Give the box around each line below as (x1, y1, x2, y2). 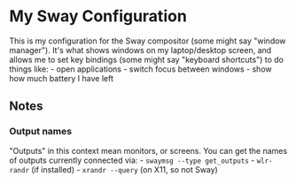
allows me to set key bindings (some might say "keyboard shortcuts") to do (9, 54, 284, 65)
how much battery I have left (9, 73, 113, 83)
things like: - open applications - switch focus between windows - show (9, 64, 272, 74)
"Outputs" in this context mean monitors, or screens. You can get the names (9, 145, 288, 156)
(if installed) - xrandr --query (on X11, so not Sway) (30, 164, 219, 174)
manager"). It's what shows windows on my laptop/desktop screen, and (9, 44, 272, 55)
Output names (9, 126, 73, 138)
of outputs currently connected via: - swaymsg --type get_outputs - (9, 155, 255, 165)
